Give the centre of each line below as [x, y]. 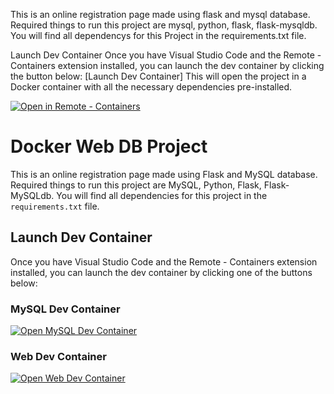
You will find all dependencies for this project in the [162, 195]
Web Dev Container [58, 356]
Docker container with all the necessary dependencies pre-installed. [151, 87]
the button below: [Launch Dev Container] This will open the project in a [158, 76]
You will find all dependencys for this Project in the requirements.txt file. [158, 35]
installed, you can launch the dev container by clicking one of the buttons [161, 272]
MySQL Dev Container [65, 309]
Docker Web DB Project [109, 146]
